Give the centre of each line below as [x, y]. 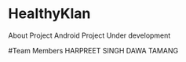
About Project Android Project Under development [89, 35]
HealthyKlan [49, 14]
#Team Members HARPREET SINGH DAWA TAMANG [93, 50]
